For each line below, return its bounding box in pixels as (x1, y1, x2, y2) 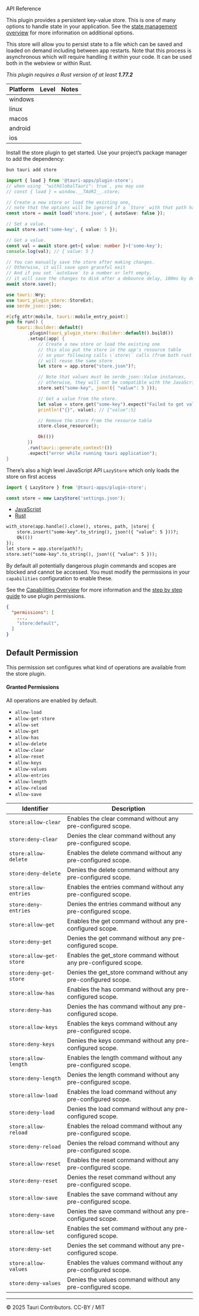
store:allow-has (9, 989, 55, 997)
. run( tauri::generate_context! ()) (27, 445, 113, 451)
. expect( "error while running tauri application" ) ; (27, 450, 158, 456)
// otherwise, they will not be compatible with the (37, 379, 171, 385)
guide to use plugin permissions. (6, 592, 86, 599)
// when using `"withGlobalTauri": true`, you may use (6, 183, 145, 189)
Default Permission (6, 648, 79, 658)
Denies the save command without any (67, 1207, 175, 1215)
